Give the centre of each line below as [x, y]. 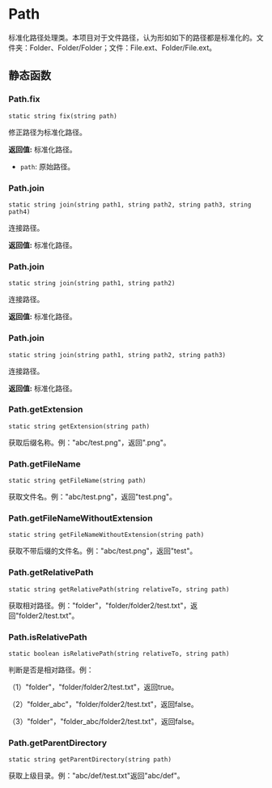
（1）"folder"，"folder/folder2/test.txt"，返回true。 [93, 687]
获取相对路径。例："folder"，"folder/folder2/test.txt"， [100, 605]
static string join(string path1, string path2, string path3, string [130, 204]
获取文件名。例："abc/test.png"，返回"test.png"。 [92, 497]
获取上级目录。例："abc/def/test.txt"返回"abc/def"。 [96, 776]
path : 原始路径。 [47, 166]
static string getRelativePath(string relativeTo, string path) [119, 589]
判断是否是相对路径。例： [51, 670]
